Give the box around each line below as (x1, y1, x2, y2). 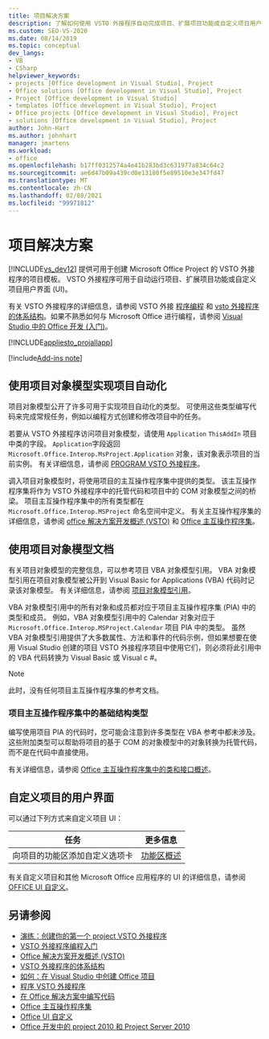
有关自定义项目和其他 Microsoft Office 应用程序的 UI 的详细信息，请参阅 (8, 872, 247, 882)
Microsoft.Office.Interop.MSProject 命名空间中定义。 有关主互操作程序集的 (8, 507, 262, 516)
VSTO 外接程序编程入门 (19, 941, 98, 950)
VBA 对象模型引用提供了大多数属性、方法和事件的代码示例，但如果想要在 (8, 633, 251, 643)
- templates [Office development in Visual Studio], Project (8, 101, 218, 110)
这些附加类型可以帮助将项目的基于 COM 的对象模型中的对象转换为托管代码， (8, 738, 262, 747)
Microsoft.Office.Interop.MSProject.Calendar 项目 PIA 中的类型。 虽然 (8, 623, 246, 632)
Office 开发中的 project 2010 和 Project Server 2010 (19, 1021, 190, 1031)
